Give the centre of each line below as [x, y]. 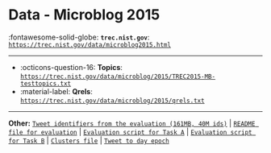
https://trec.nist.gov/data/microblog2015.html [90, 45]
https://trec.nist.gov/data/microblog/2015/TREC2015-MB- [118, 76]
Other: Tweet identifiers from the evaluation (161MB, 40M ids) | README [132, 123]
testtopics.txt [46, 83]
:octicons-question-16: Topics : [71, 67]
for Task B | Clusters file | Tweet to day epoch [89, 140]
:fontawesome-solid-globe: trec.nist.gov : [79, 37]
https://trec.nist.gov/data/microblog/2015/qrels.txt [112, 101]
